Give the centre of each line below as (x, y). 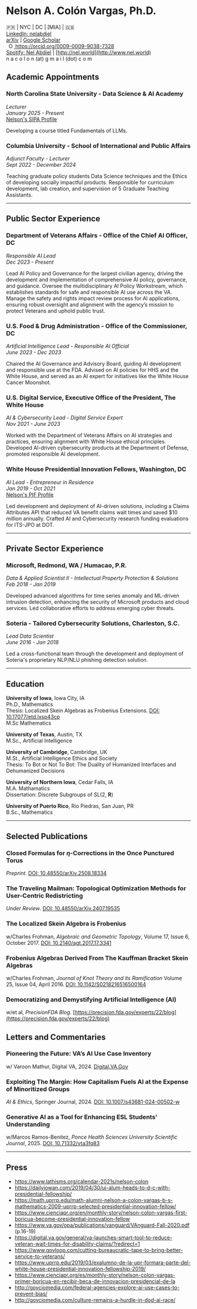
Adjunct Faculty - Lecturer (38, 158)
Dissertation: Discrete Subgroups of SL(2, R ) (60, 795)
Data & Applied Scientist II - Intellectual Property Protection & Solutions (92, 578)
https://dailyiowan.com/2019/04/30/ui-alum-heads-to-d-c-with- (92, 1188)
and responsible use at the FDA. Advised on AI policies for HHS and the (92, 370)
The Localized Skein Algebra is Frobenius (66, 924)
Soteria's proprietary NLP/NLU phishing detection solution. (77, 660)
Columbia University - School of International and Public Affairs (98, 146)
